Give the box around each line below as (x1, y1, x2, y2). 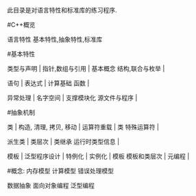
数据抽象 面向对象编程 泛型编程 (7, 182, 95, 189)
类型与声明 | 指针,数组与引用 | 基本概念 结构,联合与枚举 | (7, 65, 165, 72)
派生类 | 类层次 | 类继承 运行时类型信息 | (7, 138, 120, 146)
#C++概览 (7, 21, 36, 29)
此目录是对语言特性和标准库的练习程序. (7, 6, 118, 14)
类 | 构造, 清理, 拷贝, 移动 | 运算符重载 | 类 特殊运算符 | (7, 123, 160, 131)
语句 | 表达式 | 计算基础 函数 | (7, 79, 90, 87)
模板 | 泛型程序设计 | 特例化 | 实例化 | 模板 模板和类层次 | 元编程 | (7, 152, 190, 160)
